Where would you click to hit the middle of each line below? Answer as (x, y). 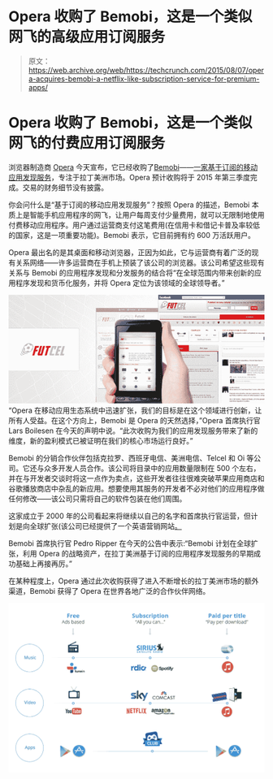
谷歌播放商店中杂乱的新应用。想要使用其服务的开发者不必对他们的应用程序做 (136, 488)
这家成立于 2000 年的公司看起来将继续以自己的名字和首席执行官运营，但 (130, 516)
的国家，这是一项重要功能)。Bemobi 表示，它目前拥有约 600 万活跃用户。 (132, 235)
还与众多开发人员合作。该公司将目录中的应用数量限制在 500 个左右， (145, 468)
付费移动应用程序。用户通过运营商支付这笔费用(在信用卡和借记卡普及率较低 (134, 225)
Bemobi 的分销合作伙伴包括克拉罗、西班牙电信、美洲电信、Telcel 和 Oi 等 (131, 458)
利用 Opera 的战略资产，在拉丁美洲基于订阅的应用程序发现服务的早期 (138, 553)
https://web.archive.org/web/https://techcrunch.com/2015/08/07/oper (146, 70)
